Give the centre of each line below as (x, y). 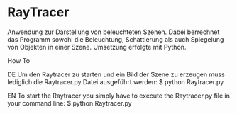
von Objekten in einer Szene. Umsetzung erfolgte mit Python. (97, 47)
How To (19, 60)
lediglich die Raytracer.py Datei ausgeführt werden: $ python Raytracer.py (116, 81)
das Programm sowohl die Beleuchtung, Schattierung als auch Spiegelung (116, 39)
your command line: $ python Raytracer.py (70, 103)
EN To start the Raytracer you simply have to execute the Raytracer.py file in (119, 96)
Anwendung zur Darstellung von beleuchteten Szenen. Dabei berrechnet (114, 32)
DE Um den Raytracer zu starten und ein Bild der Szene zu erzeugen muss (116, 74)
